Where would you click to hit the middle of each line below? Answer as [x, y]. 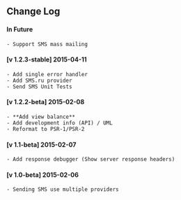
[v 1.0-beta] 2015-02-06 [43, 175]
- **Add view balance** [41, 117]
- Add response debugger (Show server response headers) [91, 159]
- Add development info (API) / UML [60, 123]
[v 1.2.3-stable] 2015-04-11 [47, 59]
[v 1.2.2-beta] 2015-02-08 [46, 102]
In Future [19, 29]
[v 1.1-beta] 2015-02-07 [41, 144]
